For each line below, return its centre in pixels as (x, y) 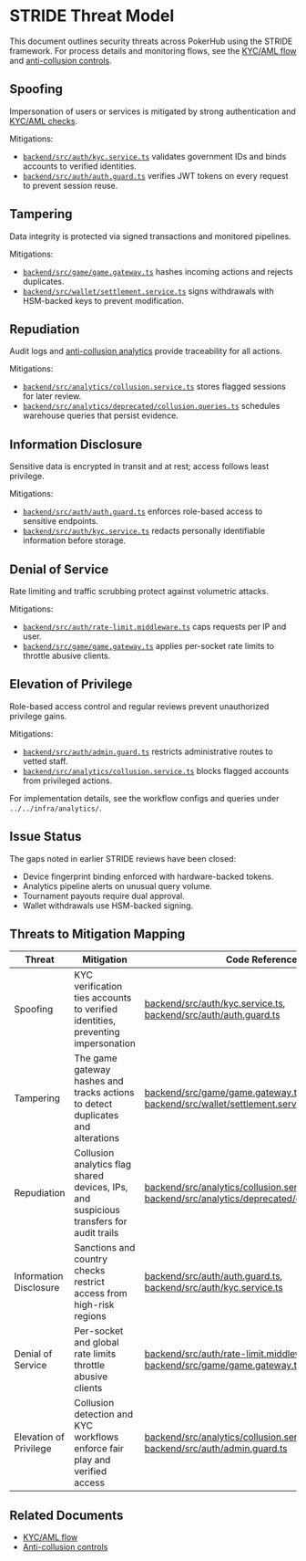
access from (101, 1294)
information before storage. (74, 540)
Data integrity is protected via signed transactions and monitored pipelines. (150, 236)
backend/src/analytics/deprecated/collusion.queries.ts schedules (151, 406)
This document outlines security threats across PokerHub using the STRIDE (151, 41)
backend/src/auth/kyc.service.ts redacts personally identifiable (144, 531)
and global (97, 1343)
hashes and (99, 1081)
